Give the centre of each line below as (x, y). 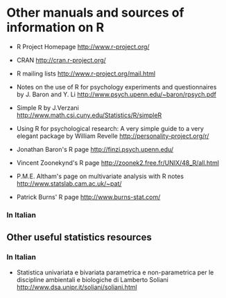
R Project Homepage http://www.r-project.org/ (83, 46)
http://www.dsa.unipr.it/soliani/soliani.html (77, 287)
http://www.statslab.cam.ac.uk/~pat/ (69, 183)
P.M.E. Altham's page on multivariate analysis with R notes (100, 176)
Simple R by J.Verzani (47, 107)
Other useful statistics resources (79, 237)
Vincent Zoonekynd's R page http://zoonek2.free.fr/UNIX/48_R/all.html (118, 163)
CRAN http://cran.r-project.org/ (61, 60)
